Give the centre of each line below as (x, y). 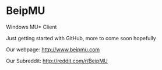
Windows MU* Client (31, 27)
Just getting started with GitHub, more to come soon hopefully (81, 38)
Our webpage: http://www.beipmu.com (53, 49)
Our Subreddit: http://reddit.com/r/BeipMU (57, 61)
